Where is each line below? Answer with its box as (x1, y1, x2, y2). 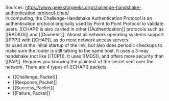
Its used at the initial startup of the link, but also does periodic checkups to (5, 42, 162, 48)
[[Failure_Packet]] (12, 90, 51, 96)
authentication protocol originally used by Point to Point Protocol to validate (5, 20, 164, 27)
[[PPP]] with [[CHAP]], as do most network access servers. (5, 37, 130, 43)
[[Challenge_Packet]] (12, 74, 58, 80)
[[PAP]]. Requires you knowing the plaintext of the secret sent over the (5, 59, 154, 64)
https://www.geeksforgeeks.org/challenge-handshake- (25, 5, 141, 10)
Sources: (5, 5, 25, 10)
